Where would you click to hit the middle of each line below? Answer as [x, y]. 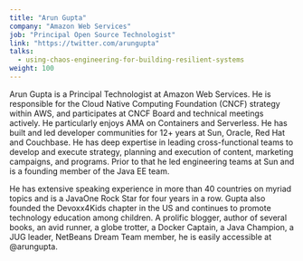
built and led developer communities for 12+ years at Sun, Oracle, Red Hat [147, 132]
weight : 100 [32, 69]
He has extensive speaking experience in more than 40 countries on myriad [151, 188]
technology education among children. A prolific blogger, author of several [148, 217]
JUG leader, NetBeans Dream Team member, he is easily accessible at [141, 237]
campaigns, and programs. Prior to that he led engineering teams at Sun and [152, 161]
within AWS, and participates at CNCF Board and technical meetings [137, 113]
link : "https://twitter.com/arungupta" [85, 43]
